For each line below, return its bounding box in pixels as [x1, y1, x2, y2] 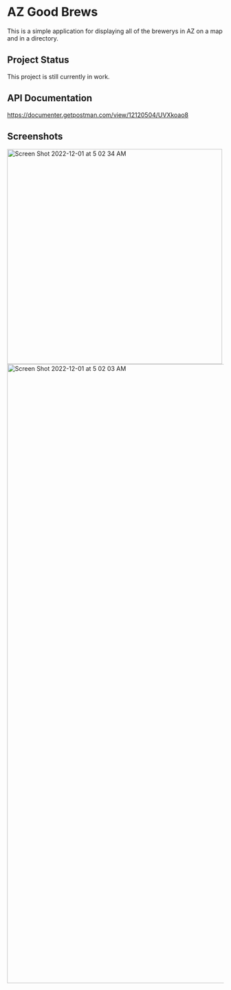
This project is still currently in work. [7, 72, 110, 80]
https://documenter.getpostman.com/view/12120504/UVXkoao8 [7, 111, 189, 119]
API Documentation [7, 92, 93, 104]
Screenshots [7, 130, 63, 142]
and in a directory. [7, 34, 58, 42]
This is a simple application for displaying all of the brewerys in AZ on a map [7, 27, 223, 35]
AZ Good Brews [7, 4, 98, 20]
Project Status [7, 54, 70, 66]
